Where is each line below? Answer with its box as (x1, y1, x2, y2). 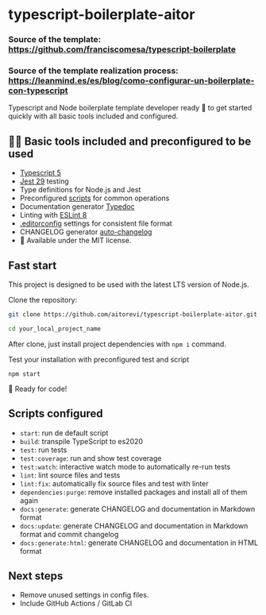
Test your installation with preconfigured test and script (8, 354, 189, 364)
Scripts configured (8, 407, 103, 420)
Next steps (8, 569, 64, 582)
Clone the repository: (8, 296, 78, 305)
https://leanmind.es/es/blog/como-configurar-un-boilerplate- (8, 75, 255, 87)
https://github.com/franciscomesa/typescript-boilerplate (8, 44, 237, 55)
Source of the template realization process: (8, 65, 179, 76)
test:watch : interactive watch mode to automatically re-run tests (19, 462, 231, 471)
